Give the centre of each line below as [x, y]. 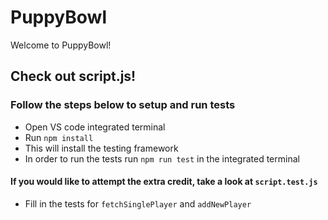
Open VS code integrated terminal [95, 127]
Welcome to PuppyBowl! [61, 45]
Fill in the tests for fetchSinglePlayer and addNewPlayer [138, 203]
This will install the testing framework [101, 148]
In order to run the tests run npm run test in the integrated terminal [162, 158]
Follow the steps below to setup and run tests [123, 105]
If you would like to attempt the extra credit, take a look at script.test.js [164, 182]
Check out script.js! [73, 76]
